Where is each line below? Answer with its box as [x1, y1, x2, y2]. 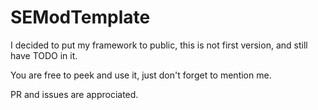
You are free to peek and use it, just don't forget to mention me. [10, 69, 272, 81]
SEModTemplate [10, 6, 151, 29]
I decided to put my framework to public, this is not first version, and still [10, 39, 308, 51]
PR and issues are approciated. [10, 88, 139, 100]
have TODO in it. [10, 49, 78, 61]
